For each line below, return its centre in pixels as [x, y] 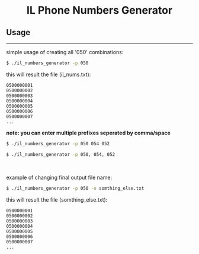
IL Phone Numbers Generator [99, 10]
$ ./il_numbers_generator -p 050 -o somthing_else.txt [75, 188]
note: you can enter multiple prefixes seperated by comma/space [88, 133]
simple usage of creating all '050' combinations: [65, 52]
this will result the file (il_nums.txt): [49, 74]
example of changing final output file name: [59, 177]
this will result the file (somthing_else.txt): [57, 199]
